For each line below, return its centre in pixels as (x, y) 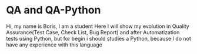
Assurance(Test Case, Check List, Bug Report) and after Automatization (93, 32)
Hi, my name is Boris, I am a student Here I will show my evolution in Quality (98, 26)
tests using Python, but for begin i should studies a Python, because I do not (98, 38)
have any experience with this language (54, 45)
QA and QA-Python (54, 10)
